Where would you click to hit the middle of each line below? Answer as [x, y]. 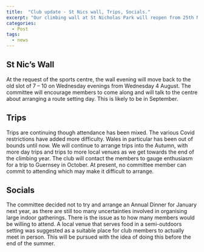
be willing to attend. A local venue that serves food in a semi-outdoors [94, 224]
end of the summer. [31, 243]
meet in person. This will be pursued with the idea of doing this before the [99, 237]
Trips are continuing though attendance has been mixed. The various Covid [101, 132]
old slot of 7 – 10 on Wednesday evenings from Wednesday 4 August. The [99, 86]
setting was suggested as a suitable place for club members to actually [95, 231]
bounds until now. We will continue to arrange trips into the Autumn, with [97, 145]
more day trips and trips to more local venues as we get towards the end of [100, 152]
